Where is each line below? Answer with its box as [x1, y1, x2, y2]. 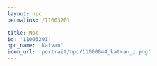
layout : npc [7, 10, 42, 17]
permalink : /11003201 [7, 17, 70, 24]
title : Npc [7, 29, 39, 36]
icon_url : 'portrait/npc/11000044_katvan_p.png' [7, 49, 151, 56]
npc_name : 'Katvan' [7, 42, 64, 49]
